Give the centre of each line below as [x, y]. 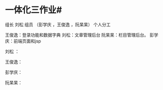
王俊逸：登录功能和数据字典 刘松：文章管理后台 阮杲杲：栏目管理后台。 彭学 [82, 35]
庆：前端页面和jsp [23, 41]
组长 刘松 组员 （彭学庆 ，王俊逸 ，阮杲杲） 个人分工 [58, 24]
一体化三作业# [34, 10]
